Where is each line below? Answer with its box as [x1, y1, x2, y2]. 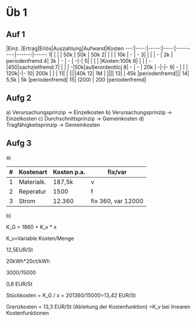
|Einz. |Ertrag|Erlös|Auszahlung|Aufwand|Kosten [6, 45, 124, 52]
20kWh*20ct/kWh [6, 258, 50, 265]
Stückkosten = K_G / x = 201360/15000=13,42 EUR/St [6, 292, 137, 299]
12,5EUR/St [6, 246, 34, 253]
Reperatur [18, 187, 46, 195]
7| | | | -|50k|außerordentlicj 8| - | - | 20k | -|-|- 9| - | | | [55, 63, 188, 71]
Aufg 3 [6, 138, 32, 148]
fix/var [107, 168, 127, 176]
